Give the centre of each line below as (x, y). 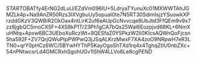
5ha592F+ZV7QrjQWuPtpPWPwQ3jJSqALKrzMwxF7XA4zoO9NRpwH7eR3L (98, 39)
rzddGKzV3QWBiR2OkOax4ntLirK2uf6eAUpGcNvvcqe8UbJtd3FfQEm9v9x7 (98, 21)
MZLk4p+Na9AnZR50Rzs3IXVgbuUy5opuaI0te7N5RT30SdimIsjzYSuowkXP (98, 15)
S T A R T (14, 8)
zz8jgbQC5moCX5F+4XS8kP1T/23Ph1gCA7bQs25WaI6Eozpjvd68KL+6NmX (98, 27)
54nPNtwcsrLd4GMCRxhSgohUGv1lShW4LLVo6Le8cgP (74, 51)
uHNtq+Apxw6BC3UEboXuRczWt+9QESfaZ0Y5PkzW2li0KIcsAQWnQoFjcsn (98, 33)
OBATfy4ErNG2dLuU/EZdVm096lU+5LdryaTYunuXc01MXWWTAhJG (106, 8)
